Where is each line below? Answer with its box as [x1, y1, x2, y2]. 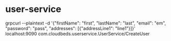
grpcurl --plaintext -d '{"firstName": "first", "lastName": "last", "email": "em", [5, 20, 166, 26]
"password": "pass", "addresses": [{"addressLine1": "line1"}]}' [5, 25, 136, 31]
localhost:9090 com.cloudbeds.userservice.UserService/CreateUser [5, 30, 150, 36]
